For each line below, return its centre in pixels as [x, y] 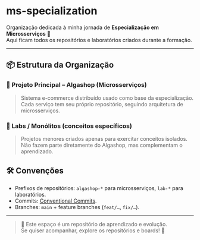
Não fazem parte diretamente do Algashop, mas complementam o [101, 145]
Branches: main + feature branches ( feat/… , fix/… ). [77, 207]
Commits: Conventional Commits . [56, 201]
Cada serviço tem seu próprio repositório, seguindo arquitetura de [102, 104]
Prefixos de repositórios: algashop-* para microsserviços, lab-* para [99, 188]
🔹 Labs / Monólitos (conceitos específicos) [69, 126]
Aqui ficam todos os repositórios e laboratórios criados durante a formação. [99, 40]
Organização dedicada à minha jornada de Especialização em [83, 27]
